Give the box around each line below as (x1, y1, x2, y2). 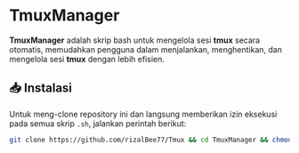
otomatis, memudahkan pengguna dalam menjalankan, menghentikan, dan (9, 44, 283, 54)
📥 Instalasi (9, 81, 73, 96)
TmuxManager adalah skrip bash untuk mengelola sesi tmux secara (9, 35, 261, 45)
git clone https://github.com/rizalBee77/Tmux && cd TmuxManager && (9, 135, 269, 144)
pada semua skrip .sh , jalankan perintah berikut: (9, 117, 187, 129)
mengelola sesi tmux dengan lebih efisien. (9, 53, 165, 64)
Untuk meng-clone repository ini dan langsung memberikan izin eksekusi (9, 109, 278, 119)
